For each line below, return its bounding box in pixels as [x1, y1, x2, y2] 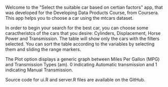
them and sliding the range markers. [5, 47, 81, 52]
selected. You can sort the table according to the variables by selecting [5, 41, 155, 47]
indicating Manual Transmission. [5, 67, 73, 73]
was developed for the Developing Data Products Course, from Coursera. [5, 10, 159, 16]
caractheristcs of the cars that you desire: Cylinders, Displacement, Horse [5, 30, 161, 36]
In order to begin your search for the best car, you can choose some [5, 25, 149, 31]
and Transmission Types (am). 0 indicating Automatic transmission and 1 [5, 62, 157, 67]
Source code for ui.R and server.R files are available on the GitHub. [5, 77, 146, 82]
